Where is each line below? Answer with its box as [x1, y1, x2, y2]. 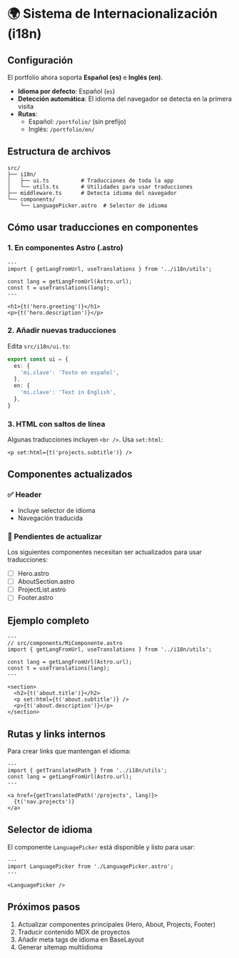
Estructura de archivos [7, 146, 111, 158]
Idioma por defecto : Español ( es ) [17, 87, 116, 95]
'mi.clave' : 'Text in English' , [20, 389, 116, 396]
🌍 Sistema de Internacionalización [7, 6, 218, 22]
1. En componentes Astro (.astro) [7, 243, 123, 253]
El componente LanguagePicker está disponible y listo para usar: [7, 842, 195, 851]
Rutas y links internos [7, 728, 106, 740]
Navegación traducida [17, 514, 83, 522]
